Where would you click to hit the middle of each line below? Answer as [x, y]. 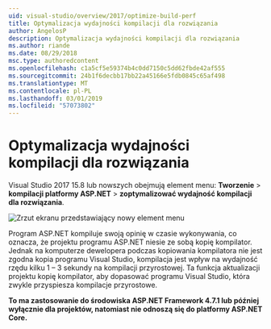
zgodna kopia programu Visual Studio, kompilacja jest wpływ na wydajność [133, 260]
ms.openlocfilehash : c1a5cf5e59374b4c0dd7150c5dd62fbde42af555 [117, 69]
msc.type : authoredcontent [54, 61]
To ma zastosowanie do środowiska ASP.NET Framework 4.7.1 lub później [134, 301]
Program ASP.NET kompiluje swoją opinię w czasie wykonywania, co [123, 234]
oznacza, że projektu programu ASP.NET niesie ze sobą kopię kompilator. [130, 242]
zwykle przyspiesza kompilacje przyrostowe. [83, 285]
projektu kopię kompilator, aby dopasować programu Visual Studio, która [129, 277]
